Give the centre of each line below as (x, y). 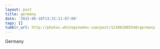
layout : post (18, 9)
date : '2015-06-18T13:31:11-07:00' (42, 18)
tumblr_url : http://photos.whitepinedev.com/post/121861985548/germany (80, 28)
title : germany (21, 14)
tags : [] (14, 23)
